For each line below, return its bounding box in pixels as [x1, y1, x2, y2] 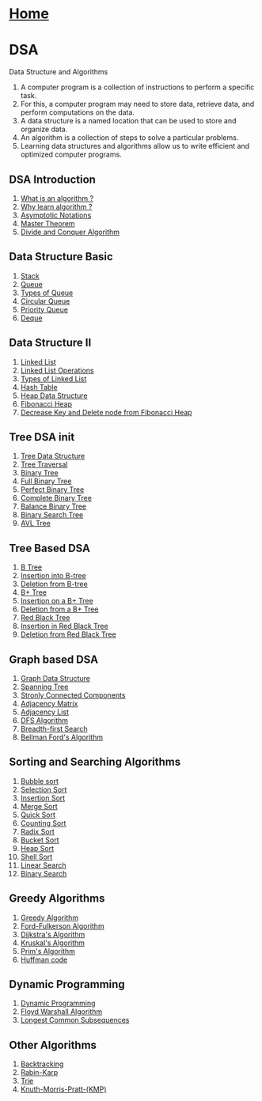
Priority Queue [20, 305, 68, 314]
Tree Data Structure [20, 452, 85, 461]
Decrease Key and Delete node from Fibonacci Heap [20, 407, 192, 417]
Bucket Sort [20, 835, 59, 845]
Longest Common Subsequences [20, 1016, 130, 1025]
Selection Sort [20, 785, 67, 794]
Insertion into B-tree [20, 571, 86, 581]
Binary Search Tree [20, 510, 84, 520]
